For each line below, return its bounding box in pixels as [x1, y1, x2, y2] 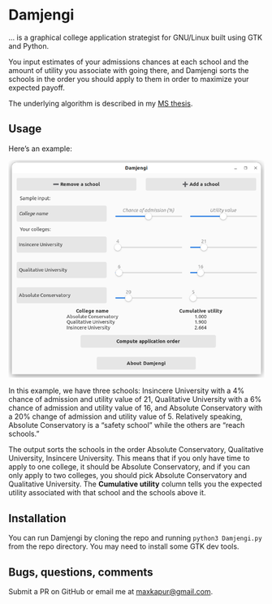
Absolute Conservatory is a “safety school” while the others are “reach [8, 421, 245, 430]
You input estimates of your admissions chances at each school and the [8, 57, 249, 67]
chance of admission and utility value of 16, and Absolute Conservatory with [8, 403, 263, 413]
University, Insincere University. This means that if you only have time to [8, 453, 250, 464]
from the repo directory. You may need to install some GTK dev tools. [8, 541, 240, 551]
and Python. [8, 41, 50, 50]
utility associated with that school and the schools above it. [8, 488, 206, 498]
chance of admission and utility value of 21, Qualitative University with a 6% [8, 395, 262, 404]
